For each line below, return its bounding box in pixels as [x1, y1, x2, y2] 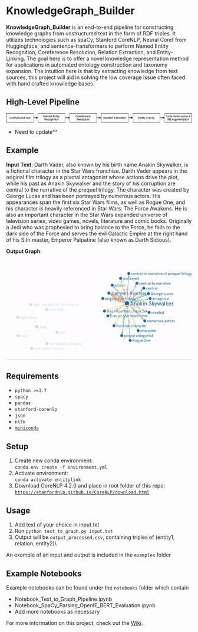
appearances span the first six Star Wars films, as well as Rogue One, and [6, 199, 186, 206]
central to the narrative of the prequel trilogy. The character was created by [6, 186, 190, 193]
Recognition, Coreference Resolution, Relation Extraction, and [6, 48, 156, 55]
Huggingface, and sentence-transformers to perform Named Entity [6, 42, 169, 50]
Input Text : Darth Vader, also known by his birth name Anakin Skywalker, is [6, 161, 189, 168]
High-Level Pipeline [6, 97, 80, 107]
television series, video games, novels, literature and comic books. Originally [6, 217, 192, 225]
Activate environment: [14, 470, 69, 477]
